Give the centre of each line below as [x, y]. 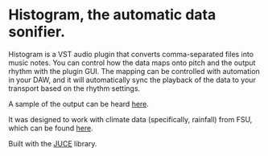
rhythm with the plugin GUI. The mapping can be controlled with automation [134, 71]
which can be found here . [51, 128]
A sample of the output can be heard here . [78, 104]
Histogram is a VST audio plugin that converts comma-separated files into [131, 54]
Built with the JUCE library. [53, 143]
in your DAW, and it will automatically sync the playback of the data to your [132, 80]
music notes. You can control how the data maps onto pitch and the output [132, 63]
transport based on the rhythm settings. [74, 88]
